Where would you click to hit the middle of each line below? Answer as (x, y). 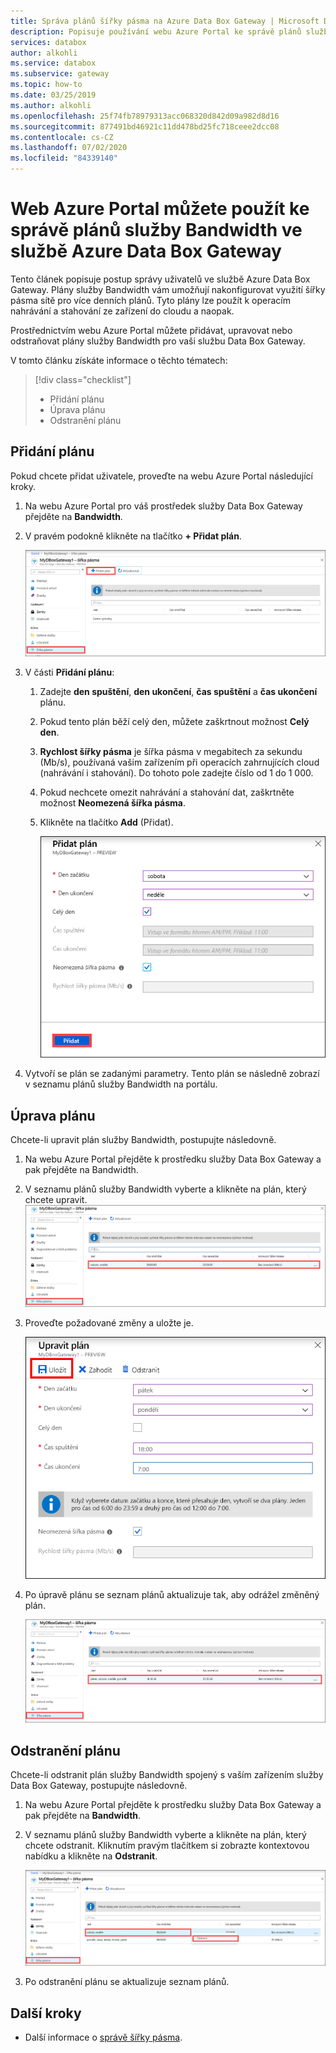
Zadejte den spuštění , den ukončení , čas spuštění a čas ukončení (178, 691)
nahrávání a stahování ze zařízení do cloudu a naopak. (122, 311)
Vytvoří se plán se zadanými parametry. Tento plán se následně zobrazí (172, 1074)
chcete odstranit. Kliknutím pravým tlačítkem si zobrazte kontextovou (167, 1846)
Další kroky (46, 2013)
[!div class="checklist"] (83, 379)
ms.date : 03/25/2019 (53, 95)
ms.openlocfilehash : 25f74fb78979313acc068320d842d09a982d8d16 (145, 116)
